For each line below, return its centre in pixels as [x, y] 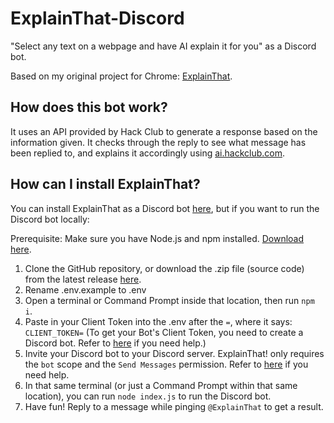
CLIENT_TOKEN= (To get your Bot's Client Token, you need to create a [164, 332]
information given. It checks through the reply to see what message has [158, 142]
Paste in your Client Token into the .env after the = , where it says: [158, 321]
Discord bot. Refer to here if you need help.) [115, 343]
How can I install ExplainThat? [105, 184]
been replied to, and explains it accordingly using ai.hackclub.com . [148, 153]
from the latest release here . [83, 279]
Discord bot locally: [50, 219]
